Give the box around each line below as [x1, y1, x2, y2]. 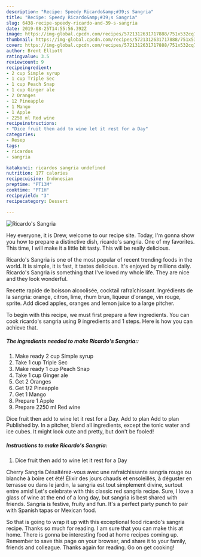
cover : [6, 43, 23, 49]
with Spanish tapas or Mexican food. [6, 507, 97, 514]
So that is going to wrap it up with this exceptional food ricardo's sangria [6, 519, 185, 526]
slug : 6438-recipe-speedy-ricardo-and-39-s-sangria [6, 20, 138, 26]
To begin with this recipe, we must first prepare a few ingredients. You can [6, 311, 190, 318]
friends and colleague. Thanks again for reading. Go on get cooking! [6, 544, 175, 551]
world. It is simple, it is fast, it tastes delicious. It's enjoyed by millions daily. [6, 262, 191, 269]
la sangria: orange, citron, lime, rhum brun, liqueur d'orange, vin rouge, [6, 293, 181, 300]
